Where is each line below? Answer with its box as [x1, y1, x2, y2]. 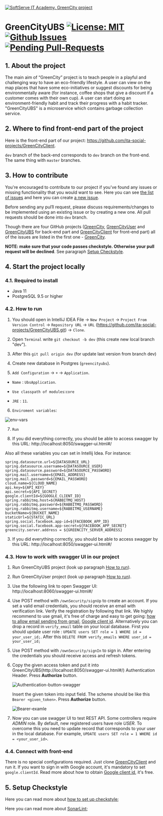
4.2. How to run [5, 306, 42, 312]
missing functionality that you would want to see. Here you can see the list [5, 189, 154, 195]
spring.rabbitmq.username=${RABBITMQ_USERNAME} [5, 506, 103, 511]
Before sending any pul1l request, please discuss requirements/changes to [5, 204, 154, 210]
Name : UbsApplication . [12, 379, 57, 385]
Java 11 [12, 288, 27, 294]
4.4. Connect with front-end [5, 748, 73, 755]
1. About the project [5, 61, 65, 70]
